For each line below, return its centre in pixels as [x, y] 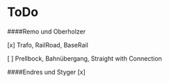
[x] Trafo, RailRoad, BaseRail [48, 45]
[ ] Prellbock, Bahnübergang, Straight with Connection [84, 58]
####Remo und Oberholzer [47, 31]
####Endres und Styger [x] [46, 72]
